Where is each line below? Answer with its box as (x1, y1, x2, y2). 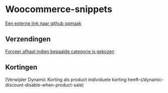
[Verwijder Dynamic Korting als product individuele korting (5, 76, 127, 82)
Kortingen (5, 63, 38, 72)
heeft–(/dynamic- (128, 76, 164, 82)
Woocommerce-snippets (5, 4, 113, 15)
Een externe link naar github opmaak (5, 20, 82, 26)
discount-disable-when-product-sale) (5, 82, 84, 88)
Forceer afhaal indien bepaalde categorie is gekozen (5, 48, 115, 54)
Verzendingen (5, 35, 51, 43)
